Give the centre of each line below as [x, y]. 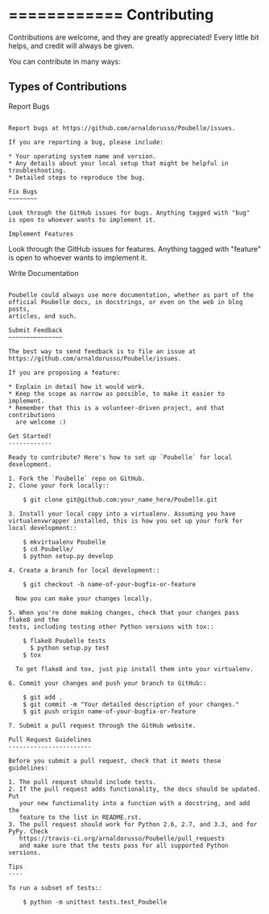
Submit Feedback [35, 330]
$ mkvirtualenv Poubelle [64, 542]
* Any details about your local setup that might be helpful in [118, 163]
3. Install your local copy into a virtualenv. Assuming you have [122, 514]
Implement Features [41, 234]
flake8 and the [34, 620]
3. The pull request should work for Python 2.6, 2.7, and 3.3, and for [133, 824]
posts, [19, 309]
